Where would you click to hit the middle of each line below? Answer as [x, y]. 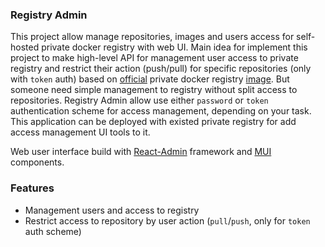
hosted [25, 47]
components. [37, 162]
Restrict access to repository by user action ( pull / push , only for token [167, 220]
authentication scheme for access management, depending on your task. [161, 111]
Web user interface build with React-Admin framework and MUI [141, 152]
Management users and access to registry [112, 210]
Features [32, 188]
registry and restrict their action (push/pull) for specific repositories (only [161, 69]
